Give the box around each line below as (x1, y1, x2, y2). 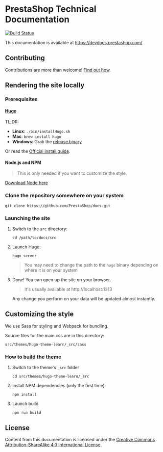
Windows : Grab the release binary (12, 139, 82, 145)
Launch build (12, 401, 39, 407)
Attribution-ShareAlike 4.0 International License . (5, 442, 102, 448)
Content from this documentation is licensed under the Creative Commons (5, 436, 155, 442)
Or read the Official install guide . (5, 148, 70, 154)
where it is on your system (24, 267, 78, 273)
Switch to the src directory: (12, 226, 68, 232)
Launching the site (5, 214, 50, 221)
